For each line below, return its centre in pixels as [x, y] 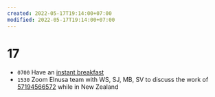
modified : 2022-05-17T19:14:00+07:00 [61, 20]
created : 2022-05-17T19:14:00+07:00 [59, 13]
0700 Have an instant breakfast [60, 72]
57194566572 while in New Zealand [68, 87]
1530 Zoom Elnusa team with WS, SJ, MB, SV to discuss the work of [113, 80]
